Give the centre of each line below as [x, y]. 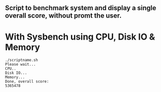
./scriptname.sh [21, 60]
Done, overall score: [27, 82]
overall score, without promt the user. [63, 16]
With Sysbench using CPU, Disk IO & [80, 37]
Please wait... [20, 65]
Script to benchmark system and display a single [81, 8]
